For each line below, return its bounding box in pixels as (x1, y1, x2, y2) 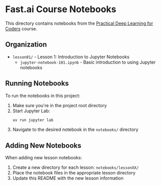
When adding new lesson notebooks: (5, 155, 82, 161)
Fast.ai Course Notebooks (5, 4, 117, 15)
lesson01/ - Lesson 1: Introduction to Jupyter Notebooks (12, 54, 130, 60)
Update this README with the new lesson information (12, 175, 124, 181)
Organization (5, 40, 47, 49)
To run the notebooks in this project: (5, 92, 80, 99)
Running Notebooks (5, 79, 69, 88)
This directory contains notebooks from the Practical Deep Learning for (5, 20, 153, 26)
